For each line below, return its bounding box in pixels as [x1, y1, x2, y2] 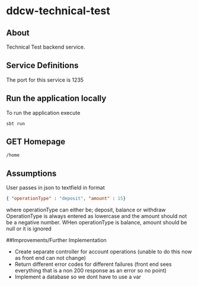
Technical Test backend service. [6, 43, 85, 50]
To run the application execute [6, 109, 81, 116]
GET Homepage [6, 137, 66, 147]
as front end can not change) [14, 255, 86, 262]
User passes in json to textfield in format [6, 184, 105, 191]
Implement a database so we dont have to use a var [14, 274, 141, 281]
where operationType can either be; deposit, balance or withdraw [6, 206, 166, 214]
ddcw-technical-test [6, 4, 111, 18]
